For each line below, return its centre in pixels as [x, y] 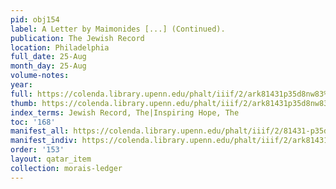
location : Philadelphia [60, 47]
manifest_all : [40, 131]
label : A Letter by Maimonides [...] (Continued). [118, 29]
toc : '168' [33, 122]
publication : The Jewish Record [77, 38]
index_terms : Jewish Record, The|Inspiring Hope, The [125, 112]
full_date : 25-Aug [48, 57]
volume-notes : [40, 76]
